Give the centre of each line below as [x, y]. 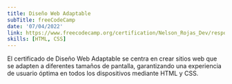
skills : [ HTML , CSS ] [37, 39]
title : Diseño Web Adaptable [49, 13]
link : [15, 33]
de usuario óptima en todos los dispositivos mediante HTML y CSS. [103, 74]
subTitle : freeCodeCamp [41, 20]
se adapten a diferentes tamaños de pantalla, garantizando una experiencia [115, 66]
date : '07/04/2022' [35, 26]
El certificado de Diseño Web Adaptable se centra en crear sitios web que [112, 59]
